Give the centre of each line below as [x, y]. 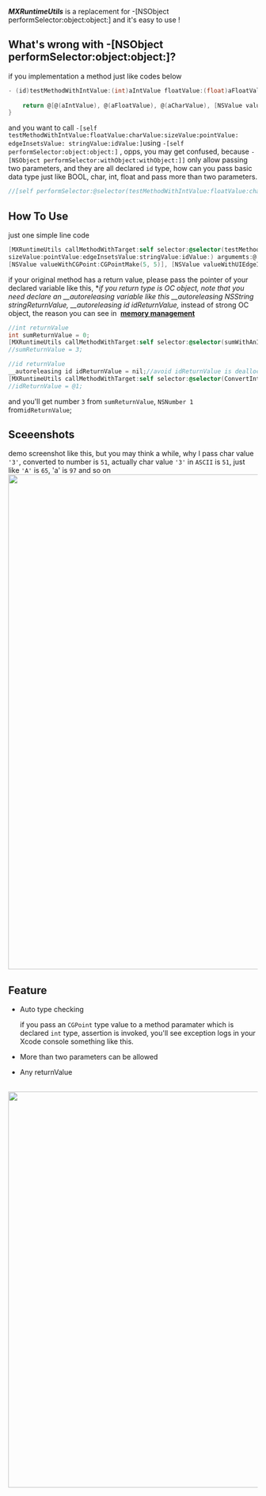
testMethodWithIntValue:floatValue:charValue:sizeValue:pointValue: [123, 135]
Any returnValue [46, 1072]
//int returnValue [38, 328]
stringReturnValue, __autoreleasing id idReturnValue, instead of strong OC [129, 305]
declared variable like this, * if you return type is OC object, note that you [126, 287]
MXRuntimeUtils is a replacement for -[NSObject [89, 11]
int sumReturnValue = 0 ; [49, 335]
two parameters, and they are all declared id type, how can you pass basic [130, 169]
